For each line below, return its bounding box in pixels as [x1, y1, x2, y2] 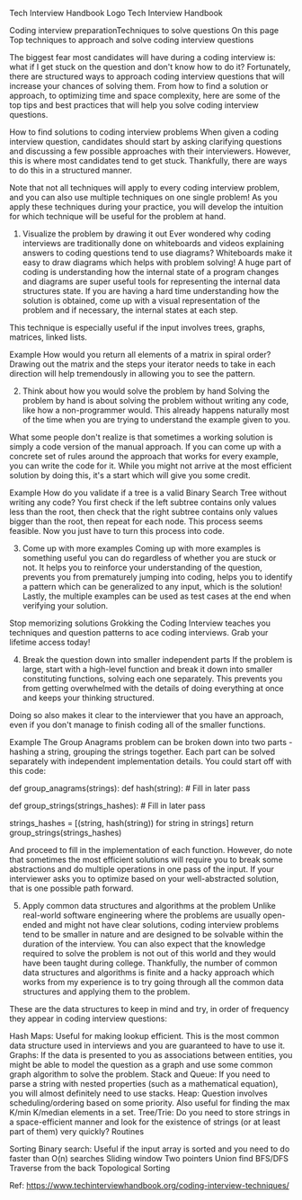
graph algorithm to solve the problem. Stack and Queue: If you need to [9, 1069, 271, 1080]
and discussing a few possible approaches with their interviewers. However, [9, 146, 291, 156]
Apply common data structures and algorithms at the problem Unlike [22, 901, 276, 911]
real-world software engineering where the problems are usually [22, 910, 262, 920]
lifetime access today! [9, 637, 91, 647]
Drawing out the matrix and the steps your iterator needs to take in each [9, 359, 276, 369]
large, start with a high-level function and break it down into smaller [22, 664, 273, 674]
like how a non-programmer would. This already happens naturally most [22, 404, 289, 415]
